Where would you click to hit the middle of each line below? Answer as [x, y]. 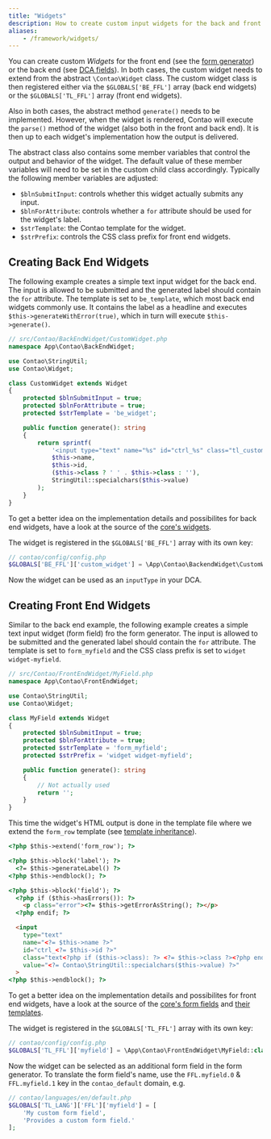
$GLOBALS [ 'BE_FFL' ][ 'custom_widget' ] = [75, 565]
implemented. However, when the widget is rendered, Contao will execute [131, 120]
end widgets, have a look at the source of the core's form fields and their [129, 1004]
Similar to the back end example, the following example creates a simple [128, 625]
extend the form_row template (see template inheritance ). [103, 832]
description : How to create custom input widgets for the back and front [135, 23]
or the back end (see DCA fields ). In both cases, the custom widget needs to [135, 70]
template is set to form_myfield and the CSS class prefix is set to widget [127, 651]
